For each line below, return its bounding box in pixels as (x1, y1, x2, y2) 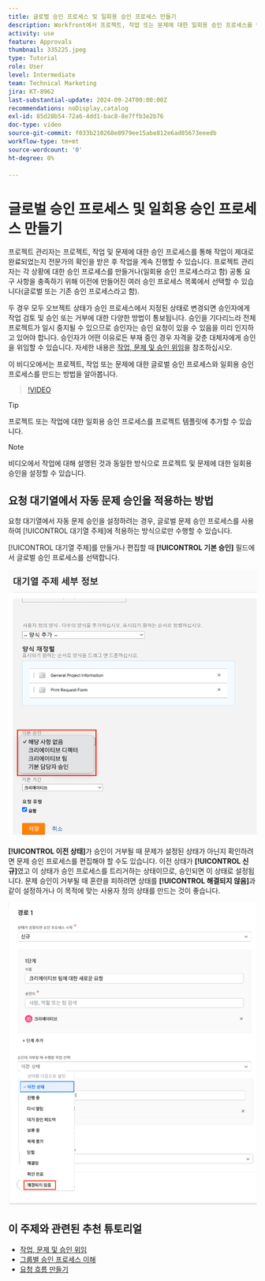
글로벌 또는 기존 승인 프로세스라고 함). (23, 286, 140, 296)
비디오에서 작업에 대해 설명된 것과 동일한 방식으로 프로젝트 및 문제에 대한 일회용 (8, 458, 252, 469)
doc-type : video (8, 121, 62, 129)
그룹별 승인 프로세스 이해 (19, 1254, 96, 1264)
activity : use (8, 29, 55, 37)
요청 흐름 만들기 (19, 1264, 69, 1274)
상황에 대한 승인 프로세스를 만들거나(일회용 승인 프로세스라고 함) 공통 (31, 267, 243, 276)
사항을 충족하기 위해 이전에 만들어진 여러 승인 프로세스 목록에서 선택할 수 (16, 277, 240, 286)
